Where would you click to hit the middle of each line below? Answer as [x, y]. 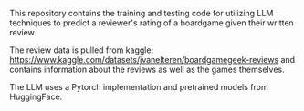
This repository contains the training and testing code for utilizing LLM [142, 13]
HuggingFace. [36, 96]
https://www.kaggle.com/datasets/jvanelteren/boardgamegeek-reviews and [152, 60]
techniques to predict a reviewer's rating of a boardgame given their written [152, 23]
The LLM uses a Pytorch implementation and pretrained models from [139, 87]
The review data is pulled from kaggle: [81, 50]
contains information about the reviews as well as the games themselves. [147, 69]
